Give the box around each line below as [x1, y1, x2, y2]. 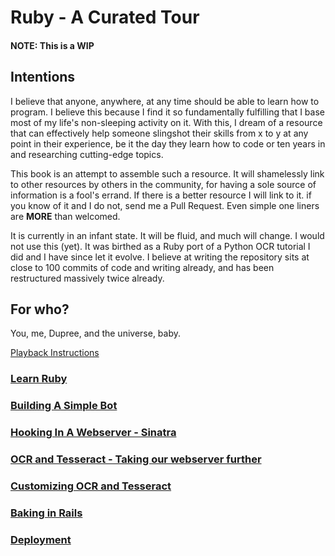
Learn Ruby [10, 372, 68, 386]
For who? [10, 301, 70, 318]
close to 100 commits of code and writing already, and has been [10, 261, 275, 273]
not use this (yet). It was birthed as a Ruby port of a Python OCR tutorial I [10, 240, 311, 252]
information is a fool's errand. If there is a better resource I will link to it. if [10, 189, 312, 201]
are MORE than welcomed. [10, 210, 121, 222]
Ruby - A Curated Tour [10, 6, 200, 29]
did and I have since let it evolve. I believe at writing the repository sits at [10, 251, 310, 263]
